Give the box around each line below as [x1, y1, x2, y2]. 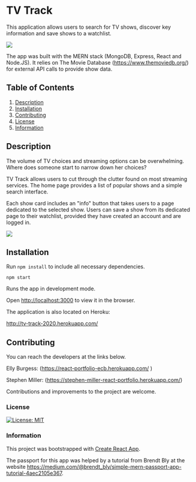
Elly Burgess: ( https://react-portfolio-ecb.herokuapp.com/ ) [6, 365, 153, 372]
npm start [6, 275, 31, 281]
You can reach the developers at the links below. [6, 353, 126, 360]
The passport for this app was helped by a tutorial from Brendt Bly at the [6, 456, 185, 464]
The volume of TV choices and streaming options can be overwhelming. [6, 157, 185, 165]
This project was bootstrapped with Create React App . [6, 445, 141, 452]
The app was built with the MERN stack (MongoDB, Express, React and [6, 52, 182, 60]
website [6, 463, 26, 470]
